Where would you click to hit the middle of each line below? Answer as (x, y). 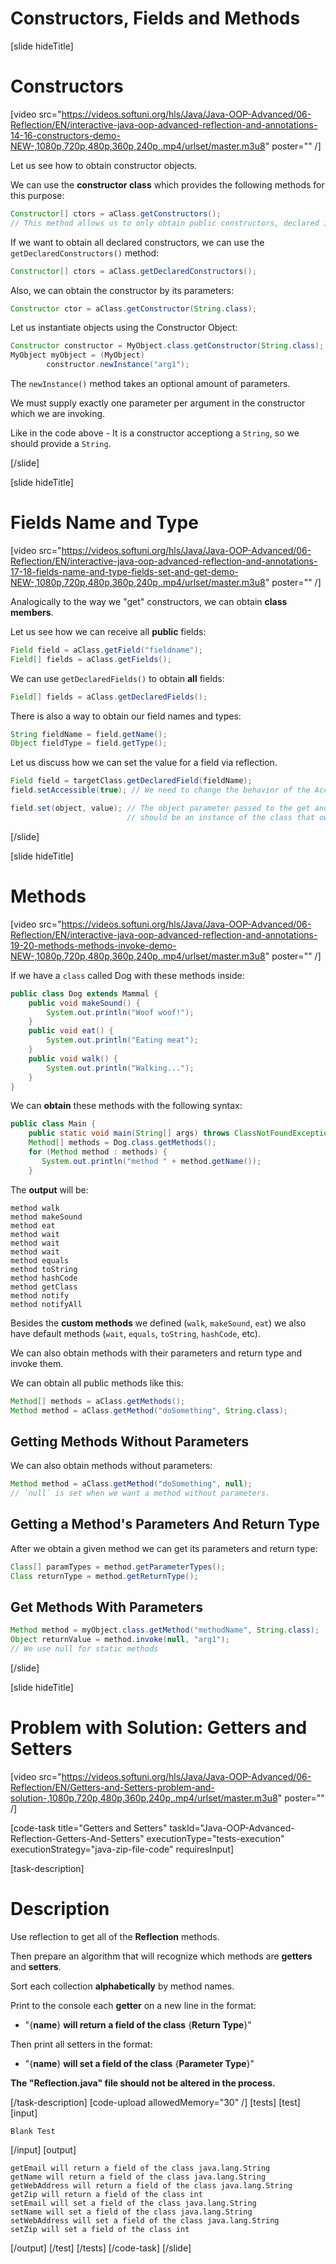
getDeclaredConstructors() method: (85, 253)
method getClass (44, 1287)
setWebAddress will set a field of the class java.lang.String (145, 2220)
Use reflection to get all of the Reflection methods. (115, 1936)
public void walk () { (73, 1058)
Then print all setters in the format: (81, 2044)
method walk (35, 1208)
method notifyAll (46, 1304)
